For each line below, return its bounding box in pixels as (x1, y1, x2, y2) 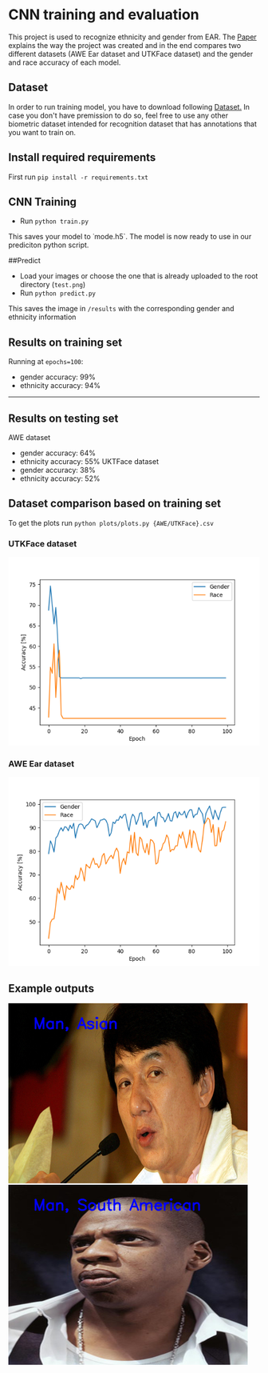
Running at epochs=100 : (8, 357, 84, 366)
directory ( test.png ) (19, 280, 86, 290)
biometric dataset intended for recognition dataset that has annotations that (8, 118, 257, 129)
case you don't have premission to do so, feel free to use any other (8, 110, 229, 120)
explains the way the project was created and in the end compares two (8, 40, 242, 50)
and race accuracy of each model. (8, 58, 121, 67)
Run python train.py (19, 216, 89, 226)
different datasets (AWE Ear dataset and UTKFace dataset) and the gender (8, 49, 254, 58)
